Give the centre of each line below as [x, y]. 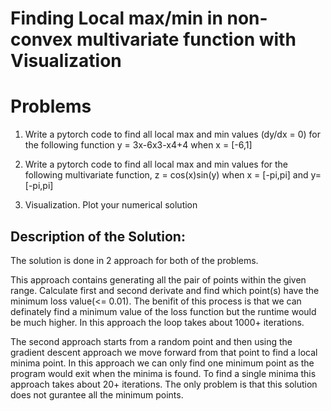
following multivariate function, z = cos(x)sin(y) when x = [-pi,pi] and [166, 175]
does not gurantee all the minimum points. [97, 394]
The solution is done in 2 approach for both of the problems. [134, 260]
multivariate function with [186, 39]
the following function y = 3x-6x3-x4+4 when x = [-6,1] [138, 145]
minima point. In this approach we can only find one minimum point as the [162, 363]
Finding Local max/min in [116, 18]
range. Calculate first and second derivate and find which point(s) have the [165, 290]
